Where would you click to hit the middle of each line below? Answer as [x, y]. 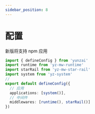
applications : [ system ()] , [38, 93]
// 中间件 [19, 97]
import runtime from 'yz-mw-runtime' [44, 65]
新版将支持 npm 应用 [26, 51]
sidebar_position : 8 [27, 10]
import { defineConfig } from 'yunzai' [47, 60]
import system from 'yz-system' [39, 74]
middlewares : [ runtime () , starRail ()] [50, 102]
